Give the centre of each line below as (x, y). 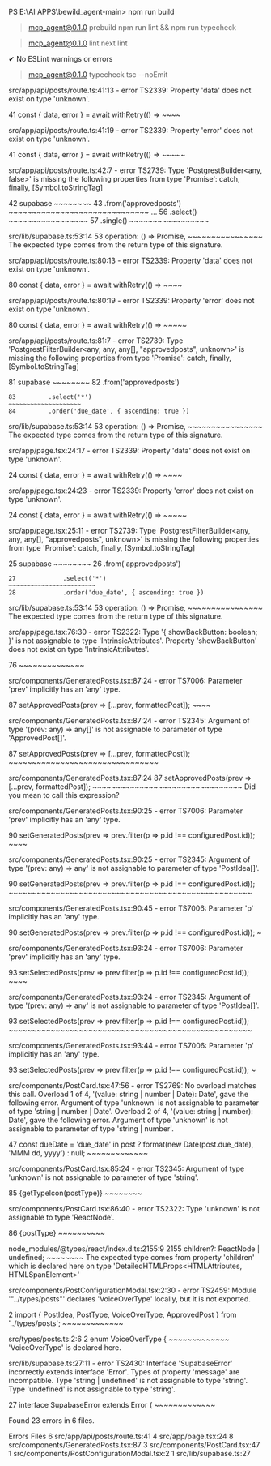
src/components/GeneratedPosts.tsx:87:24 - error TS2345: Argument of (129, 720)
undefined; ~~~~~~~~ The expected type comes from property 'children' (131, 1257)
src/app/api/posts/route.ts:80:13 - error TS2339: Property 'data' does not (131, 260)
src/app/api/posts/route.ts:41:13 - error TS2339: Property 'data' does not (130, 90)
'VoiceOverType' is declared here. (65, 1348)
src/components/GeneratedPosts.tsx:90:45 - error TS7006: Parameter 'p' (131, 908)
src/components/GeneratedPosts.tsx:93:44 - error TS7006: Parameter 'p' (131, 1046)
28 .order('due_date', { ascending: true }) (106, 593)
